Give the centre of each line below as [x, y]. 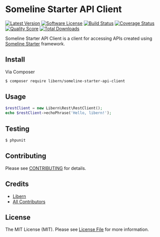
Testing [17, 129]
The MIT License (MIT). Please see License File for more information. [77, 229]
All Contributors [29, 201]
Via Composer [20, 72]
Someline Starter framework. [35, 43]
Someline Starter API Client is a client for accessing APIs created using [79, 38]
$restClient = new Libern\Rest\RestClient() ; [54, 108]
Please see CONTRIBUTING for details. [46, 168]
